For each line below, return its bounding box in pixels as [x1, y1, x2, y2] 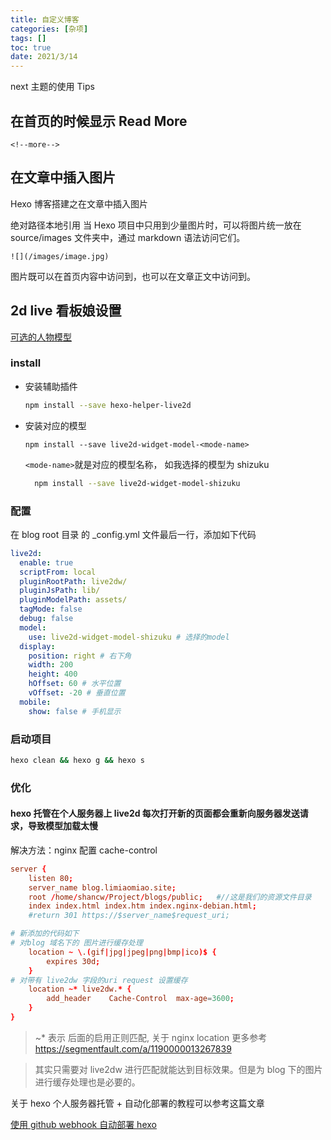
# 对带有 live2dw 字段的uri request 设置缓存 [10, 975, 188, 985]
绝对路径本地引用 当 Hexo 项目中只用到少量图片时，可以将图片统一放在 [10, 219, 302, 231]
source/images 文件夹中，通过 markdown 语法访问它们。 [10, 231, 246, 243]
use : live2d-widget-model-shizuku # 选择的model [28, 632, 230, 642]
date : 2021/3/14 [10, 52, 78, 62]
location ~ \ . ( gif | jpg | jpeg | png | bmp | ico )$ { [28, 947, 217, 957]
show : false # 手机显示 [28, 706, 122, 716]
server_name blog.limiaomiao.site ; [28, 882, 177, 893]
